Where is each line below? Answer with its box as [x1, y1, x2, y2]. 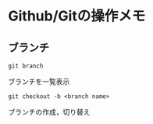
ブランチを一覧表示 [8, 77, 70, 86]
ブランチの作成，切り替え [8, 108, 91, 116]
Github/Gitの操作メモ [8, 7, 146, 25]
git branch [8, 62, 44, 70]
